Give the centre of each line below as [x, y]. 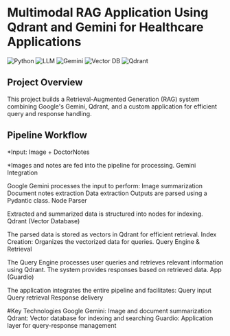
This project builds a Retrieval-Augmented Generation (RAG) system [104, 99]
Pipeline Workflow [47, 135]
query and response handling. [49, 113]
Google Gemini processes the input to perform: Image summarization [105, 186]
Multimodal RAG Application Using [108, 13]
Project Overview [45, 83]
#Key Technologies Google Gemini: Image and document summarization [109, 311]
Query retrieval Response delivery [55, 298]
